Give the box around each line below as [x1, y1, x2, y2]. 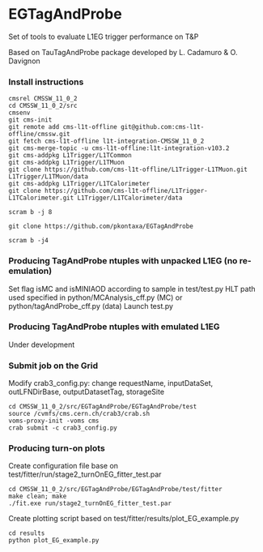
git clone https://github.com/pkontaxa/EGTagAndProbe [8, 222, 194, 231]
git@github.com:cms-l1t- [120, 123, 205, 131]
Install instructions [8, 76, 84, 88]
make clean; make [8, 492, 67, 501]
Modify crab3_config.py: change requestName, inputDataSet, [8, 379, 214, 388]
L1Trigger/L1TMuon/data [8, 173, 89, 181]
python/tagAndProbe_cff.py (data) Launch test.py [8, 301, 174, 310]
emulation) [8, 265, 53, 276]
